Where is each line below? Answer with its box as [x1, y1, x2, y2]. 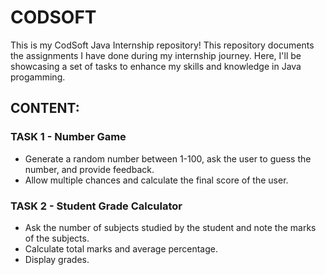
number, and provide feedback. [24, 163, 155, 175]
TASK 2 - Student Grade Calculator [10, 199, 183, 213]
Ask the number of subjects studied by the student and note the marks [24, 221, 317, 233]
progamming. [10, 71, 66, 83]
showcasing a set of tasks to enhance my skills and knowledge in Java [10, 60, 302, 72]
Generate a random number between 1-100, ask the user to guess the [24, 152, 312, 165]
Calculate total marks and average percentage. [24, 242, 219, 255]
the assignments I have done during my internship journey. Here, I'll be [10, 49, 302, 61]
